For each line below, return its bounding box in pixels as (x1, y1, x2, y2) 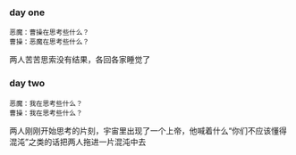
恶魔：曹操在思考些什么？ (9, 29, 89, 37)
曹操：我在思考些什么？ (9, 109, 83, 118)
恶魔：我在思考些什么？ (9, 99, 83, 108)
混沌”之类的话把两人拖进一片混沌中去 (9, 136, 147, 147)
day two (9, 77, 46, 90)
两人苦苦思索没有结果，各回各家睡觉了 (9, 54, 150, 65)
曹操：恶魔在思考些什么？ (9, 37, 89, 46)
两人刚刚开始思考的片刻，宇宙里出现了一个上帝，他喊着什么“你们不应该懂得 (9, 125, 288, 135)
